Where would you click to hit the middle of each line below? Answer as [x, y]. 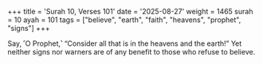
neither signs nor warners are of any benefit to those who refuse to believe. [131, 52]
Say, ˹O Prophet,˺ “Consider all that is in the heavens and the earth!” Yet [125, 43]
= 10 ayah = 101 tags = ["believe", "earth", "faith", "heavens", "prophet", [124, 20]
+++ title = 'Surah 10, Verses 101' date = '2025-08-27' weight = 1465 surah [130, 11]
